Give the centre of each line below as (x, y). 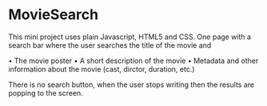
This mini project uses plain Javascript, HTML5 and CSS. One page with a (130, 37)
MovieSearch (53, 15)
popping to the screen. (46, 92)
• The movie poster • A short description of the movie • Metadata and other (133, 61)
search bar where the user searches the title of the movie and (110, 45)
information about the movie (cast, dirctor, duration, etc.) (102, 69)
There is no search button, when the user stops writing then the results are (131, 84)
